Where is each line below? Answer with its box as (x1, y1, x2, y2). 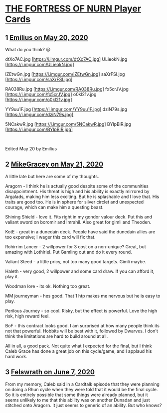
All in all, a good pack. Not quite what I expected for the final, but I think (5, 343, 152, 349)
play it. (5, 273, 19, 279)
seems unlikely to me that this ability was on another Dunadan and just (5, 397, 151, 403)
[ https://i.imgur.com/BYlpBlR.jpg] (5, 126, 73, 132)
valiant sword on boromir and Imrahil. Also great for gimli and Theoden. (5, 219, 152, 225)
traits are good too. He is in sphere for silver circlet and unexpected (5, 199, 144, 205)
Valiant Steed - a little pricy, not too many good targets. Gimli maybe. (5, 258, 147, 264)
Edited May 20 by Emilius (5, 146, 57, 152)
